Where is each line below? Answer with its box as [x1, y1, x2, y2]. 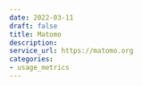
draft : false [9, 21, 58, 30]
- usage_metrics [9, 64, 70, 73]
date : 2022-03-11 [9, 13, 74, 22]
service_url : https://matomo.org [9, 47, 134, 56]
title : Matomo [9, 30, 63, 39]
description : [9, 38, 58, 47]
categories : [9, 55, 54, 64]
